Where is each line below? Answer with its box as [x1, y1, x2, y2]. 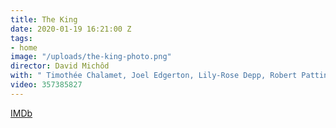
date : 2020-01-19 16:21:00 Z [10, 24, 132, 34]
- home [10, 42, 38, 53]
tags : [10, 33, 33, 43]
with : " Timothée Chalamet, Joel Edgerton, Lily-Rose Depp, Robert [10, 71, 298, 81]
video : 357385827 [10, 80, 83, 90]
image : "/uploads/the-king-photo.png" [10, 52, 172, 62]
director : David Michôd [10, 61, 110, 71]
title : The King [10, 14, 78, 25]
